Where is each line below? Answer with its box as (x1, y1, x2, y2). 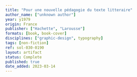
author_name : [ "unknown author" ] (5, 12, 76, 17)
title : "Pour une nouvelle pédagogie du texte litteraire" (5, 7, 133, 13)
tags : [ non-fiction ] (5, 41, 49, 46)
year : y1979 (5, 17, 30, 22)
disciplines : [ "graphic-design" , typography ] (5, 36, 103, 41)
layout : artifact (5, 50, 42, 55)
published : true (5, 59, 40, 64)
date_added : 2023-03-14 (5, 64, 56, 69)
